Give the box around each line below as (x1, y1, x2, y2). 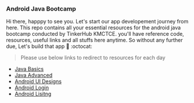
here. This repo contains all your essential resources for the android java (6, 24, 181, 31)
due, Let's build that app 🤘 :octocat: (6, 43, 93, 50)
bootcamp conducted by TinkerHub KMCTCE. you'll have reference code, (6, 30, 185, 37)
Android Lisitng (14, 90, 52, 98)
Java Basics (14, 66, 44, 73)
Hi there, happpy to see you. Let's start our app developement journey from (6, 18, 189, 25)
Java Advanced (14, 72, 53, 79)
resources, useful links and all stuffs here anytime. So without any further (6, 37, 183, 44)
